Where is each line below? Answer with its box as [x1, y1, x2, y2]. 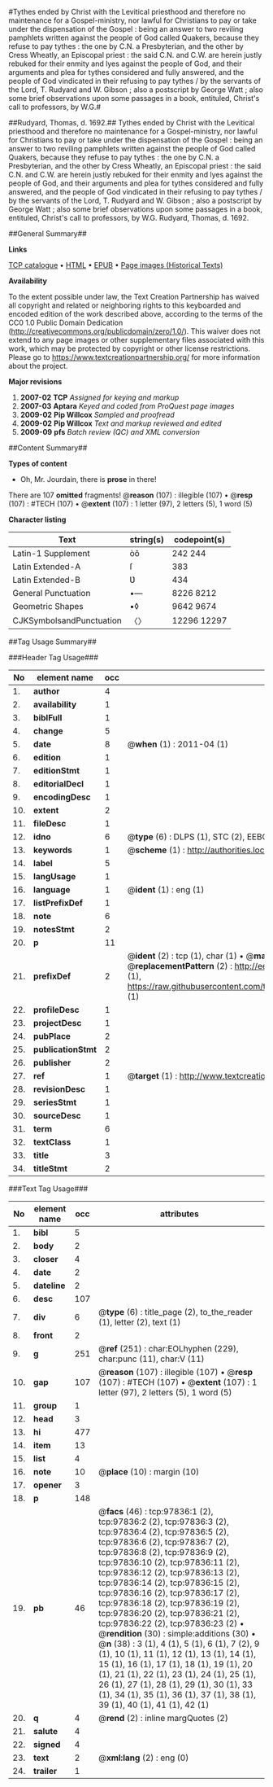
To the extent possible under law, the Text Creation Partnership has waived [8, 292, 260, 301]
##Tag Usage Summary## [8, 637, 97, 646]
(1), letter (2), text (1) [98, 1316, 181, 1328]
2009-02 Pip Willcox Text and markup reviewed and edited [19, 418, 222, 428]
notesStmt [33, 924, 75, 935]
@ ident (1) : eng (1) [127, 884, 205, 895]
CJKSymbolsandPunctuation [12, 615, 122, 626]
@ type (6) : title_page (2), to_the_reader [98, 1307, 253, 1317]
